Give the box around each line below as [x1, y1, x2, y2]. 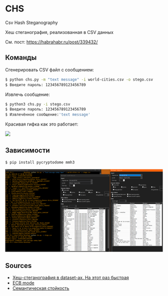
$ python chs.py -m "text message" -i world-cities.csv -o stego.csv [5, 77, 153, 82]
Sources [5, 261, 32, 270]
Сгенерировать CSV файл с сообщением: [5, 66, 94, 72]
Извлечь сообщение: [5, 91, 50, 97]
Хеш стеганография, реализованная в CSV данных [5, 29, 114, 35]
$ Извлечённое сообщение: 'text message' [5, 112, 91, 117]
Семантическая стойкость [12, 285, 69, 291]
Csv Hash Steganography [5, 19, 58, 25]
